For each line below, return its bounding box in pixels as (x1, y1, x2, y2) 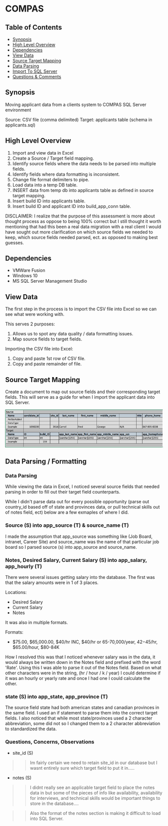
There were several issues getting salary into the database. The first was (5, 574, 155, 580)
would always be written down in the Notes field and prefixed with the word (5, 659, 161, 665)
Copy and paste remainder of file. (12, 361, 82, 367)
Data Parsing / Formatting (5, 457, 87, 466)
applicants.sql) (5, 122, 36, 128)
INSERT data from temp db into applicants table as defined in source (12, 187, 154, 193)
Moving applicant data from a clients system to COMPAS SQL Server (5, 101, 146, 107)
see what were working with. (5, 311, 64, 317)
